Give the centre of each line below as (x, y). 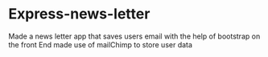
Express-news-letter (79, 14)
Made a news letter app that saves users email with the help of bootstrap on (134, 36)
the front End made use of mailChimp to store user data (101, 44)
